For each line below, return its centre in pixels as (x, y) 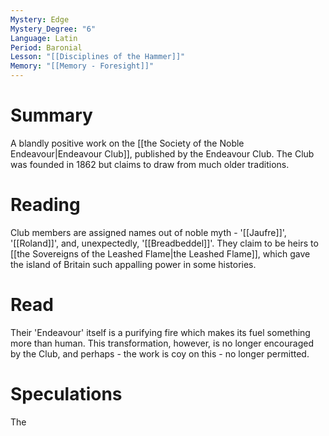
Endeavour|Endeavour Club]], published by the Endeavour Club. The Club (162, 153)
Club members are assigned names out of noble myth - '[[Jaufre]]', (148, 232)
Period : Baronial (46, 47)
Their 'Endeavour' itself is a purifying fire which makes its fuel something (160, 332)
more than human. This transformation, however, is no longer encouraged (162, 343)
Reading (45, 205)
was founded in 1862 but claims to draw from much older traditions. (150, 164)
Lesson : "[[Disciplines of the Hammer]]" (98, 57)
